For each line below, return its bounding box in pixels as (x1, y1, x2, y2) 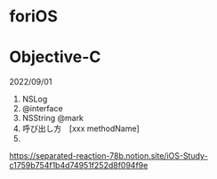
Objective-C (9, 47, 101, 68)
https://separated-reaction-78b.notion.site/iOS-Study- (9, 151, 208, 161)
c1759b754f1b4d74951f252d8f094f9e (9, 160, 149, 171)
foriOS (9, 6, 58, 27)
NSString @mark (21, 113, 84, 124)
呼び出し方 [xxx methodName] (21, 123, 140, 134)
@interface (21, 103, 64, 114)
